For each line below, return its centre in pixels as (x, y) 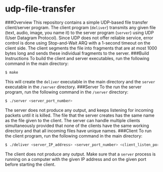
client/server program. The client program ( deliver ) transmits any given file (81, 27)
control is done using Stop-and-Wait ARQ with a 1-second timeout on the (78, 43)
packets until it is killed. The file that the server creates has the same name (80, 115)
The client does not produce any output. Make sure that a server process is (81, 154)
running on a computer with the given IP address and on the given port (76, 159)
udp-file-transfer (40, 9)
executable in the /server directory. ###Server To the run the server (73, 87)
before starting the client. (30, 164)
